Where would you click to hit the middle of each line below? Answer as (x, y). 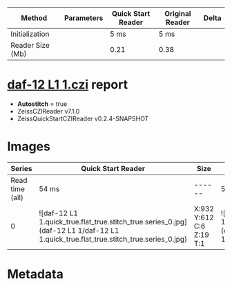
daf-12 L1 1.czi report (68, 85)
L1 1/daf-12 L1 (93, 230)
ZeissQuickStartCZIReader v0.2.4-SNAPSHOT (83, 118)
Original (178, 14)
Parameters (84, 18)
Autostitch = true (42, 104)
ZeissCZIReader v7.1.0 (48, 111)
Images (29, 146)
